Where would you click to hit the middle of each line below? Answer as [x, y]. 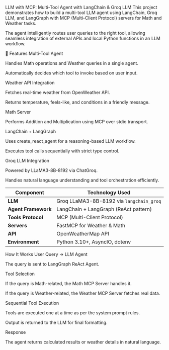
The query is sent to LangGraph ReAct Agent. [52, 264]
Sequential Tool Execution [32, 303]
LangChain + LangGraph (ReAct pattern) [104, 209]
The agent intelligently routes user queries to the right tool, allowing [75, 33]
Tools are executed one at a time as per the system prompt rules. [72, 313]
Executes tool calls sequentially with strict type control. [62, 151]
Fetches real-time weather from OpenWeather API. [58, 92]
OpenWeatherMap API [83, 234]
